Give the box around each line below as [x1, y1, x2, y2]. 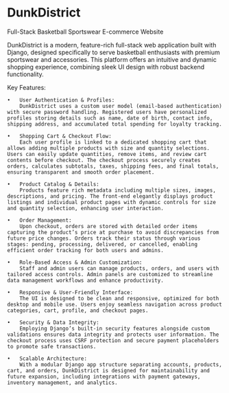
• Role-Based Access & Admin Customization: [7, 259, 143, 266]
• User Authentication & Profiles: [7, 96, 115, 104]
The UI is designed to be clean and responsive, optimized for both [19, 295, 219, 302]
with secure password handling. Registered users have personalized [7, 109, 207, 115]
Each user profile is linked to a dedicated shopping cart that [19, 139, 207, 146]
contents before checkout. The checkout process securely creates [7, 157, 201, 164]
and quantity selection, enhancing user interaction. [7, 205, 165, 212]
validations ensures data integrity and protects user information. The [7, 331, 219, 338]
